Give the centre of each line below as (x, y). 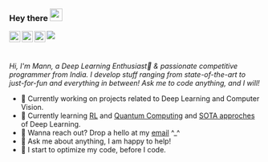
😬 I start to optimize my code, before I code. (93, 150)
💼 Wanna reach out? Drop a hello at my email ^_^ (100, 133)
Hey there (29, 18)
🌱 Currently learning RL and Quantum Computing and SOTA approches (138, 115)
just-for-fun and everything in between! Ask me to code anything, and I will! (134, 83)
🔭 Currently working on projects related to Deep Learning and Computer (140, 99)
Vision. (32, 107)
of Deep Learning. (51, 124)
